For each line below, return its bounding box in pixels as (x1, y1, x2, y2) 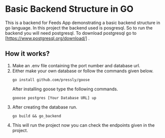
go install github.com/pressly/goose (12, 77, 90, 82)
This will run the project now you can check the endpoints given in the (12, 122, 155, 128)
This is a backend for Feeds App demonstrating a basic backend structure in (5, 20, 161, 26)
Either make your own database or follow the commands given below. (12, 68, 154, 74)
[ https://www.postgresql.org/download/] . (5, 35, 90, 41)
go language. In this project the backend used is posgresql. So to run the (5, 25, 153, 30)
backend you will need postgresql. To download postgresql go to (5, 30, 137, 36)
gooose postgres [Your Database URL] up (12, 95, 97, 100)
